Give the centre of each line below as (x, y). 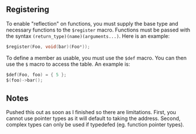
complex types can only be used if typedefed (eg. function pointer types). (95, 125)
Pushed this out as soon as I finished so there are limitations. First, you (91, 112)
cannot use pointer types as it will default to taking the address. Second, (93, 118)
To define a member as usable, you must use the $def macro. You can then (97, 58)
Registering (28, 10)
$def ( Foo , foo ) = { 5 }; (36, 75)
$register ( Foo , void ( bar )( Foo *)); (48, 47)
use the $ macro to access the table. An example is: (68, 64)
